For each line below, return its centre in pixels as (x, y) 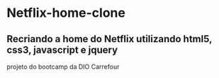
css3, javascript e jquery (62, 50)
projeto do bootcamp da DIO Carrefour (63, 67)
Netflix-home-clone (66, 13)
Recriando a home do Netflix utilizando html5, (109, 39)
